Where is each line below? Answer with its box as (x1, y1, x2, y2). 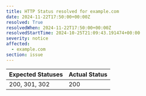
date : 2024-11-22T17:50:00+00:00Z (6, 14, 91, 20)
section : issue (6, 52, 43, 58)
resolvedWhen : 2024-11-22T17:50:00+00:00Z (6, 24, 111, 31)
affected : (6, 41, 30, 47)
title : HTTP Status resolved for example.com (6, 8, 119, 15)
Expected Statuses (9, 70, 63, 79)
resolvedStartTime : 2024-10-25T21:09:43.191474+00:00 (6, 30, 141, 36)
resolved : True (6, 19, 43, 25)
